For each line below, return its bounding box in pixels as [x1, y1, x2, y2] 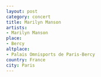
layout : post [6, 8, 38, 14]
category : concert [6, 14, 51, 20]
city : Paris [6, 62, 35, 68]
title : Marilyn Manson [6, 19, 61, 25]
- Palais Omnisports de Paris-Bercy [6, 52, 95, 57]
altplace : [6, 46, 30, 52]
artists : [6, 24, 27, 31]
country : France [6, 57, 46, 63]
